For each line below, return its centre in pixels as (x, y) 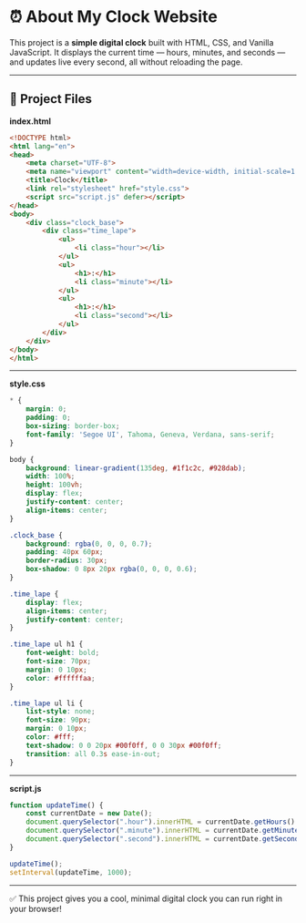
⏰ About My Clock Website (114, 17)
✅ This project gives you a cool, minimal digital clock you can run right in (146, 898)
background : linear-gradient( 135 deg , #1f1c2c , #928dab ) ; (136, 468)
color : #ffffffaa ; (61, 678)
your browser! (36, 908)
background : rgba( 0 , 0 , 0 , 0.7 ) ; (89, 544)
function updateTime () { (56, 805)
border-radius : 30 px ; (66, 561)
